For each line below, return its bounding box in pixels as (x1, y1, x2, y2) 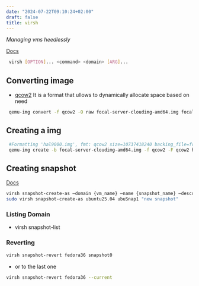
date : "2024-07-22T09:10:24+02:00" (6, 8, 94, 15)
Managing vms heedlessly (6, 36, 70, 43)
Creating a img (6, 125, 62, 136)
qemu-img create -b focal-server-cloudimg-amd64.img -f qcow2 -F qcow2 (8, 147, 190, 153)
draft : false (6, 14, 38, 20)
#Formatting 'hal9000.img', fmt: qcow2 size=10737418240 (8, 141, 152, 147)
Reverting (6, 238, 36, 247)
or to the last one (14, 263, 57, 270)
